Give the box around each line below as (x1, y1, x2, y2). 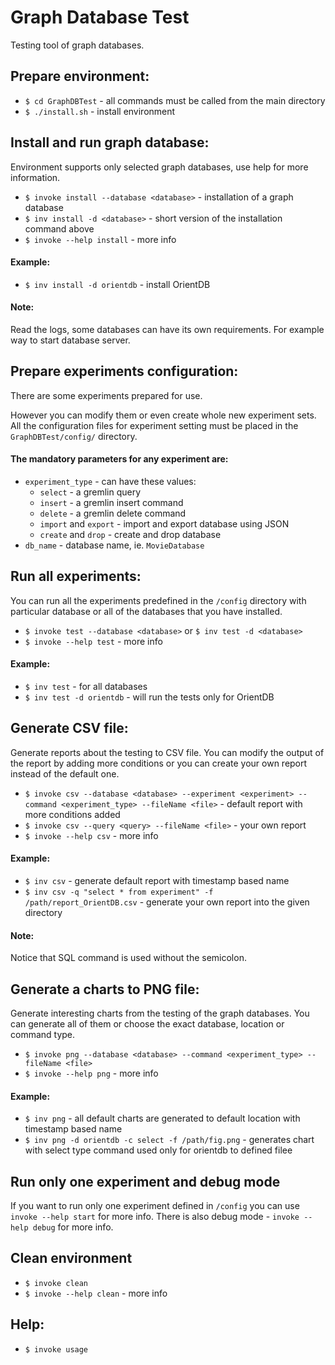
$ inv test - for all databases (24, 681, 148, 692)
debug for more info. (32, 1221, 114, 1233)
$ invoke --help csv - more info (24, 829, 159, 841)
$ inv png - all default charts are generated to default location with (24, 1112, 301, 1125)
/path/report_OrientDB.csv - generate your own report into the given (24, 896, 310, 908)
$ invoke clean (24, 1278, 89, 1288)
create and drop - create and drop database (39, 528, 222, 540)
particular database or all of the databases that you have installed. (10, 605, 283, 617)
